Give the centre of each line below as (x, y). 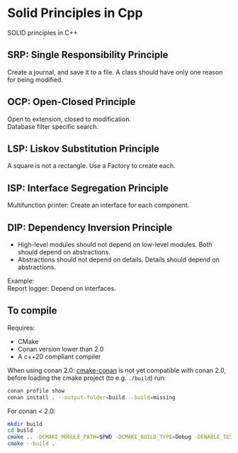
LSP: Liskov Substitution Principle (84, 149)
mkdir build (25, 424)
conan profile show (36, 391)
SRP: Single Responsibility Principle (88, 55)
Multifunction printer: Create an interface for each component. (98, 205)
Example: (21, 281)
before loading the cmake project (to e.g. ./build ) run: (87, 378)
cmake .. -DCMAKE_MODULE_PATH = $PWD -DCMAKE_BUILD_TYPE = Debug (100, 437)
